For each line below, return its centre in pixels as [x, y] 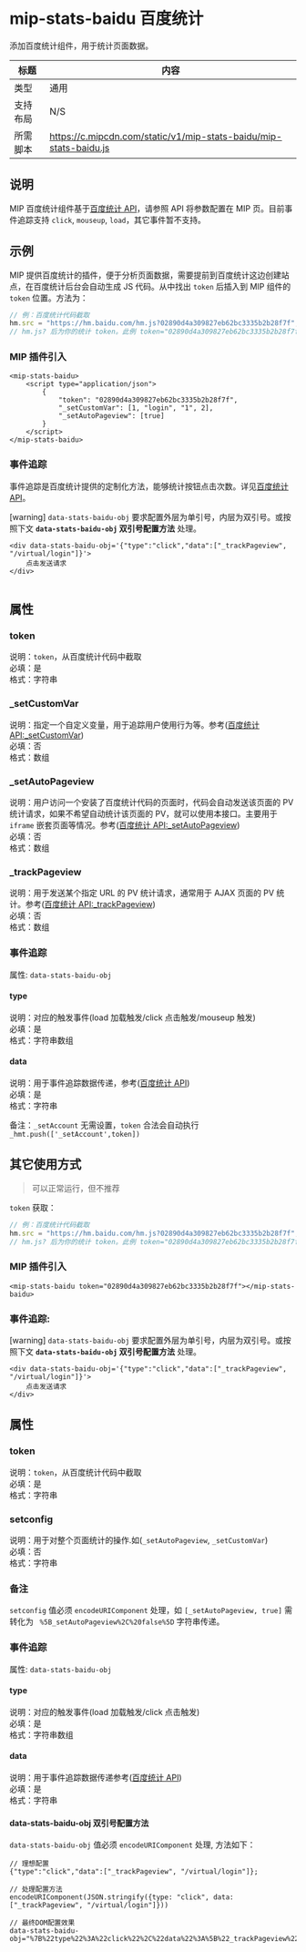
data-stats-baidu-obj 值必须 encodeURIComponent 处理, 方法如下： [133, 1845]
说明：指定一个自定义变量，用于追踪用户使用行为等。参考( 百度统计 [135, 724]
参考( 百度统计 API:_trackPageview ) [91, 904]
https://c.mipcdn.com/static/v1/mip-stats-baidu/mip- [166, 136]
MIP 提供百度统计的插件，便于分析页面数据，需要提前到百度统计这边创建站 [149, 275]
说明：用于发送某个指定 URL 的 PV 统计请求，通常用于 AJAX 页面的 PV [142, 893]
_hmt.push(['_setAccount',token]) [75, 1135]
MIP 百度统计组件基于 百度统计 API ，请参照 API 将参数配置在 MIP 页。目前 [147, 208]
